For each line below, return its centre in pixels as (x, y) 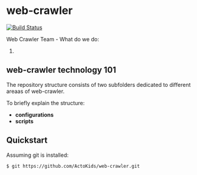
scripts (24, 121)
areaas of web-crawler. (36, 91)
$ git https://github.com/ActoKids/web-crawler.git (73, 166)
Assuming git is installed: (37, 155)
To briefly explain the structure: (46, 103)
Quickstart (27, 140)
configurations (34, 115)
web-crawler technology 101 (61, 70)
